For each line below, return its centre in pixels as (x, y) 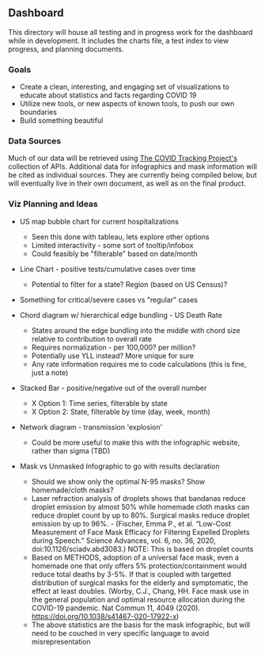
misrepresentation (61, 641)
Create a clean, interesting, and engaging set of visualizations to (124, 87)
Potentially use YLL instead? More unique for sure (112, 355)
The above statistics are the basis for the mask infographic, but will (141, 625)
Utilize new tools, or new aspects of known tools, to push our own (127, 104)
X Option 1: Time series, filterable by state (99, 403)
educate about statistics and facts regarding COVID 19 (108, 95)
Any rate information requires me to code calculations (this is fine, (139, 364)
